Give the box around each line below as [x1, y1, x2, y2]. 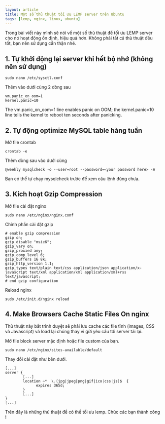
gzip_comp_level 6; [5, 252, 45, 257]
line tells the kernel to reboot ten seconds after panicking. [5, 112, 122, 118]
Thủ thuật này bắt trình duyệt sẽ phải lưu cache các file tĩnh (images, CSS [5, 323, 155, 329]
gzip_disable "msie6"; [5, 239, 52, 244]
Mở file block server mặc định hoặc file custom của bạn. [5, 338, 120, 344]
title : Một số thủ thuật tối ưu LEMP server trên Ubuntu [5, 12, 125, 17]
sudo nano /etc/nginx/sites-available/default [5, 347, 102, 352]
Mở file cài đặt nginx [5, 203, 47, 209]
